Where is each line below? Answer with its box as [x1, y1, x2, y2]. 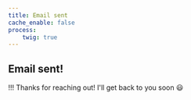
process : [8, 26, 37, 34]
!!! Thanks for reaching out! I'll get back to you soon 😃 [8, 83, 184, 92]
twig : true [22, 33, 58, 41]
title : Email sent [8, 11, 68, 20]
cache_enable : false [8, 19, 76, 27]
